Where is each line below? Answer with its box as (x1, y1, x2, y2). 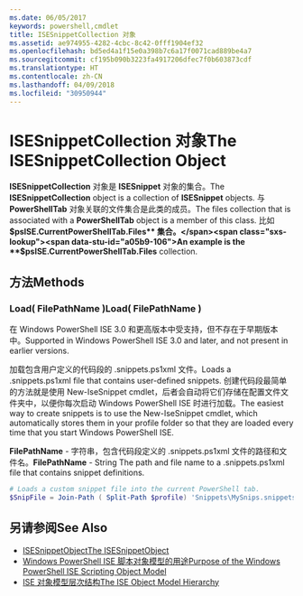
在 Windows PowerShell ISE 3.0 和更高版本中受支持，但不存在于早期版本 (9, 324, 279, 335)
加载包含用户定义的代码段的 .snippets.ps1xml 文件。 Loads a (9, 364, 232, 375)
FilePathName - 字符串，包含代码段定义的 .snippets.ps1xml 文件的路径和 (9, 446, 280, 457)
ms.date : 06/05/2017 (9, 13, 87, 23)
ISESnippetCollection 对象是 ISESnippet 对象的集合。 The (9, 182, 225, 192)
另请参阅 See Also (9, 520, 108, 535)
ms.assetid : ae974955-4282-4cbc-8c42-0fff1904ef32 (9, 38, 204, 48)
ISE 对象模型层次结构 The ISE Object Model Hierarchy (22, 576, 219, 587)
